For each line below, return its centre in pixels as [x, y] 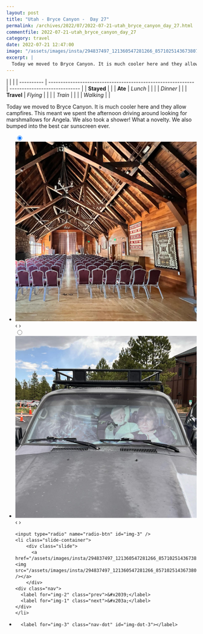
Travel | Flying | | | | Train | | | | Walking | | [58, 95]
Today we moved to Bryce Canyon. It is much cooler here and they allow [96, 107]
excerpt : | [20, 58]
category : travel [28, 38]
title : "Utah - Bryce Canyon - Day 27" [58, 19]
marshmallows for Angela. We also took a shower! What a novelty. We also [99, 119]
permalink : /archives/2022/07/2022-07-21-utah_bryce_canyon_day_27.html [100, 25]
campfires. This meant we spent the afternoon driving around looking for [97, 113]
